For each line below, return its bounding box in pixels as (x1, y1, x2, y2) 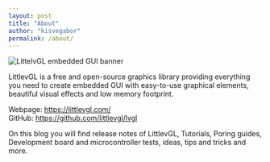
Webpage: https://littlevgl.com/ (8, 105, 111, 114)
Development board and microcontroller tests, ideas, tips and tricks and (8, 138, 247, 147)
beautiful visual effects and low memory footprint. (8, 89, 174, 99)
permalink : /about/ (8, 34, 74, 43)
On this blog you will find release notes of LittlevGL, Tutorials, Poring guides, (8, 129, 262, 139)
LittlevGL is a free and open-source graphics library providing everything (8, 72, 251, 81)
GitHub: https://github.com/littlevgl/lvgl (8, 114, 138, 123)
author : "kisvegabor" (8, 27, 81, 35)
